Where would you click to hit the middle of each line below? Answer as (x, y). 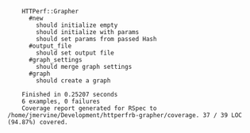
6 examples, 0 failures (61, 101)
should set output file (75, 53)
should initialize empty (77, 25)
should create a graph (73, 81)
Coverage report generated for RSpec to (89, 108)
